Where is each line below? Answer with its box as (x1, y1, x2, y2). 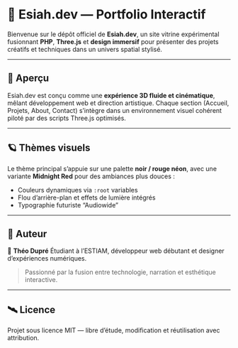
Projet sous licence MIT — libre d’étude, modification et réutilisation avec (7, 326, 220, 335)
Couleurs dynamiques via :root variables (17, 185, 138, 194)
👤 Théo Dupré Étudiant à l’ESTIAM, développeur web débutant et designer (7, 246, 225, 255)
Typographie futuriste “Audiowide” (17, 200, 119, 209)
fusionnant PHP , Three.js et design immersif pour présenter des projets (7, 37, 220, 45)
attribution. (7, 334, 40, 342)
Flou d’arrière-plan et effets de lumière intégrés (17, 193, 156, 202)
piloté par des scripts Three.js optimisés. (7, 114, 126, 122)
